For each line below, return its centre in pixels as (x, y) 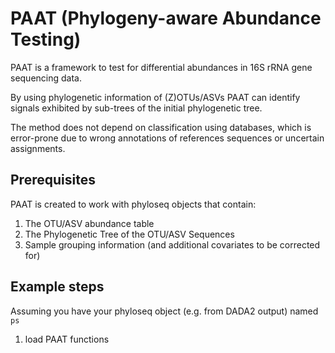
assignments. (38, 148)
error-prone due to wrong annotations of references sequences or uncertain (167, 138)
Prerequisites (53, 180)
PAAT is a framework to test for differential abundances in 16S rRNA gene (161, 67)
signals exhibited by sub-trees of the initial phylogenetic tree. (136, 108)
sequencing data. (46, 78)
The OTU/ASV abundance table (89, 223)
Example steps (57, 287)
